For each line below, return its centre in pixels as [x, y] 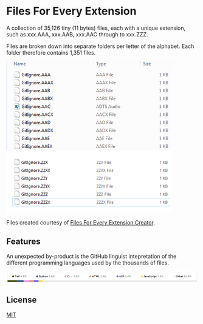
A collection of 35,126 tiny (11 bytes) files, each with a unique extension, [96, 28]
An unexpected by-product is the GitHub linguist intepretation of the [91, 256]
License [22, 300]
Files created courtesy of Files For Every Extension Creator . [81, 222]
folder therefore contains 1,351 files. [51, 52]
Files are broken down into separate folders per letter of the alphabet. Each [100, 46]
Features [23, 242]
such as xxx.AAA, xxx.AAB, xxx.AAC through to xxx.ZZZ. [77, 34]
